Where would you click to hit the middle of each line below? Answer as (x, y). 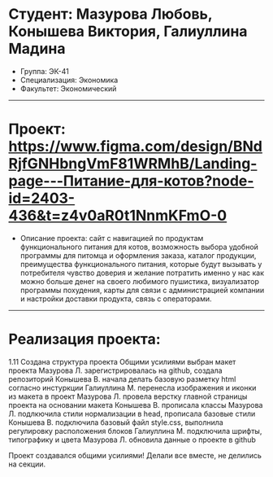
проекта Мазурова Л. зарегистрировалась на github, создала (115, 370)
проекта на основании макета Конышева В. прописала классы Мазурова (136, 405)
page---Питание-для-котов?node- (131, 181)
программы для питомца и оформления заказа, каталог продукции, (138, 255)
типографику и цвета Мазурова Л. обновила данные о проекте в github (132, 440)
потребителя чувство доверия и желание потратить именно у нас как (142, 273)
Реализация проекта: (84, 339)
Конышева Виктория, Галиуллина (128, 31)
